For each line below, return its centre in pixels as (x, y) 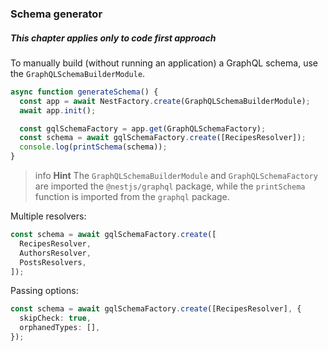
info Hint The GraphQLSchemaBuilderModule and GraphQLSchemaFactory (176, 176)
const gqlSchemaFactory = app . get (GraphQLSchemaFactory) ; (143, 128)
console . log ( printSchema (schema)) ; (93, 147)
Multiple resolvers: (48, 216)
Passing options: (44, 291)
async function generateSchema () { (84, 92)
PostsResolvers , (53, 262)
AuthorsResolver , (55, 253)
